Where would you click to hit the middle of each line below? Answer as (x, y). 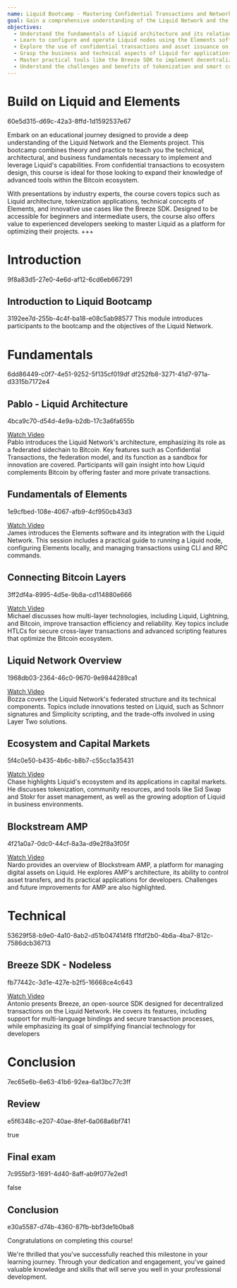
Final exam (32, 1157)
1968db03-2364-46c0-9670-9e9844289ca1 (72, 678)
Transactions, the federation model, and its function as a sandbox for (108, 458)
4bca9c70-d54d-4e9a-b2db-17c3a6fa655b (71, 421)
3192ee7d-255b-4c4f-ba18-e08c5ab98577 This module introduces (105, 318)
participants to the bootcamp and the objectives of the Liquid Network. (110, 326)
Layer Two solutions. (37, 721)
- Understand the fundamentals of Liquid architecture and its (108, 34)
